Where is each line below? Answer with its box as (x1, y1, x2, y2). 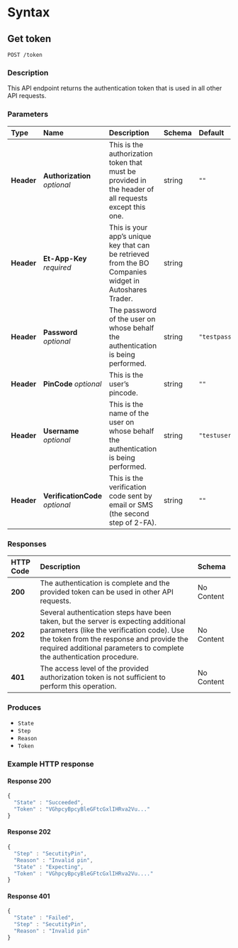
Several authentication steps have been (40, 607, 171, 617)
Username (43, 426, 79, 436)
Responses (7, 538, 47, 548)
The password (108, 305, 157, 315)
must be (108, 166, 136, 176)
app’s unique (108, 231, 152, 241)
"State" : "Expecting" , (13, 863, 84, 870)
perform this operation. (40, 681, 117, 691)
